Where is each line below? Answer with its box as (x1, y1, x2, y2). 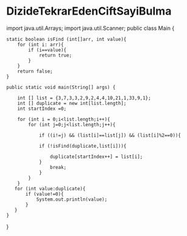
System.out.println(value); (36, 196, 108, 202)
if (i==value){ (28, 47, 67, 53)
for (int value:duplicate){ (14, 185, 86, 191)
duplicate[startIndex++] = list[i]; (49, 154, 143, 160)
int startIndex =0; (17, 105, 67, 112)
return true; (38, 52, 72, 59)
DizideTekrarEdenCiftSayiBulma (6, 4, 172, 18)
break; (49, 164, 67, 170)
